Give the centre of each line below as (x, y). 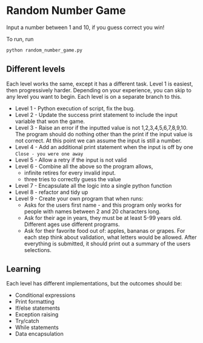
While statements (37, 327)
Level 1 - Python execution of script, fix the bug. (75, 108)
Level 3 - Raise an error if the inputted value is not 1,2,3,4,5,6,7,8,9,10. (101, 127)
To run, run (20, 39)
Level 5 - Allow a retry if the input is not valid (71, 160)
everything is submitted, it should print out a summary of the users (107, 244)
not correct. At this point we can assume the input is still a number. (98, 141)
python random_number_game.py (45, 50)
